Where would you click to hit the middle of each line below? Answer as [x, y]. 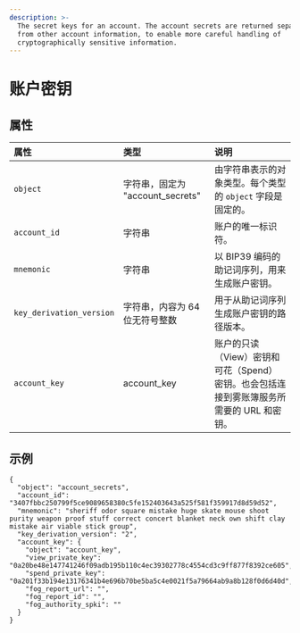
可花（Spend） [246, 371]
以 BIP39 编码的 [247, 257]
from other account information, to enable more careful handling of [149, 34]
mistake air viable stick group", [74, 527]
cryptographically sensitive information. [97, 42]
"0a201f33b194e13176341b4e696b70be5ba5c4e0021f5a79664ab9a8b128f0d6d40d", [151, 581]
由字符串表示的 [246, 170]
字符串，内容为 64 [162, 307]
